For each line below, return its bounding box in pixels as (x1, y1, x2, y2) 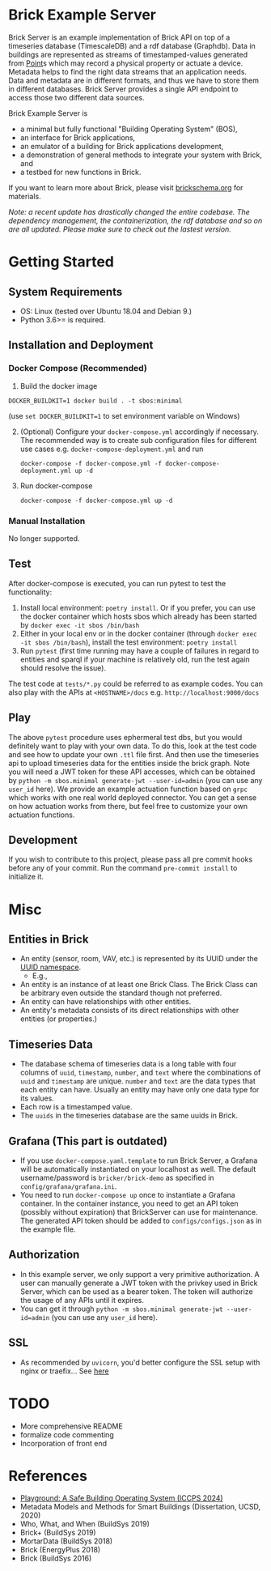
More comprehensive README (19, 1421, 123, 1431)
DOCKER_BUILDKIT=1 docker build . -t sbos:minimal (8, 397, 183, 405)
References (8, 1467, 87, 1485)
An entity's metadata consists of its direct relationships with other (19, 1006, 239, 1015)
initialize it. (8, 872, 44, 882)
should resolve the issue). (19, 662, 107, 673)
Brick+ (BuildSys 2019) (19, 1528, 96, 1538)
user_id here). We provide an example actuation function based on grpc (8, 784, 248, 794)
